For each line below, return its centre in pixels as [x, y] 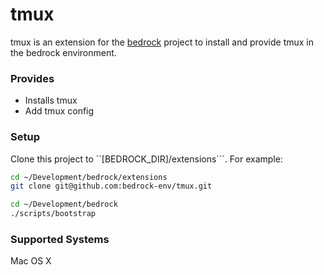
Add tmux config [59, 111]
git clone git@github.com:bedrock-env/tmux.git [111, 186]
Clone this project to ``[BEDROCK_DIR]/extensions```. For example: [146, 159]
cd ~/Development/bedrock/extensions [89, 177]
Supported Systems [60, 239]
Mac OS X [31, 261]
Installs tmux [51, 100]
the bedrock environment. [63, 52]
